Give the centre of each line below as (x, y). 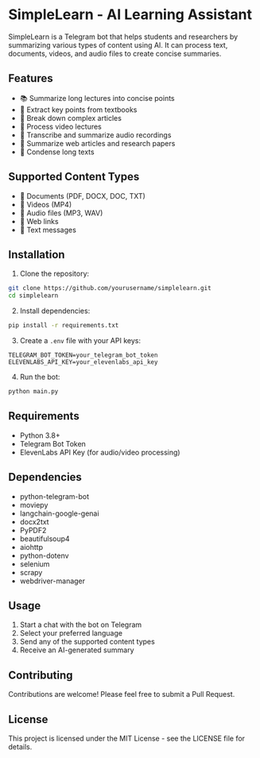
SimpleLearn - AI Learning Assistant (130, 15)
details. (20, 746)
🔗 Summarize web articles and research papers (97, 143)
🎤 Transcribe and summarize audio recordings (95, 135)
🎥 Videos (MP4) (46, 204)
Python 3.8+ (40, 435)
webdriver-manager (52, 581)
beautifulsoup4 (45, 539)
